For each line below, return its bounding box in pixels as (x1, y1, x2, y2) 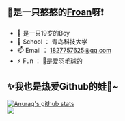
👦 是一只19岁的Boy (16, 29, 70, 37)
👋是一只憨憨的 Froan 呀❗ (7, 6, 104, 18)
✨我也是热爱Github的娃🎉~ (7, 81, 119, 92)
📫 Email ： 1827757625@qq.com (16, 46, 111, 54)
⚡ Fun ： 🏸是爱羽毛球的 (16, 57, 83, 65)
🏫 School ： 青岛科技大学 (16, 37, 88, 46)
